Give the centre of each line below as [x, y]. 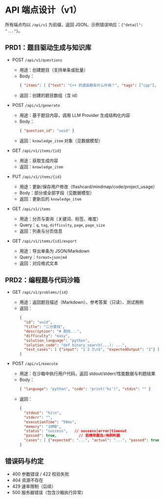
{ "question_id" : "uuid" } [47, 130]
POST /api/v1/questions [37, 60]
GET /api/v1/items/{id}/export [44, 241]
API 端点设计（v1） [43, 10]
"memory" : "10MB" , [42, 426]
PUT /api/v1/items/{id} [37, 176]
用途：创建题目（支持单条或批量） [54, 70]
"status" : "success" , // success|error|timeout [75, 431]
